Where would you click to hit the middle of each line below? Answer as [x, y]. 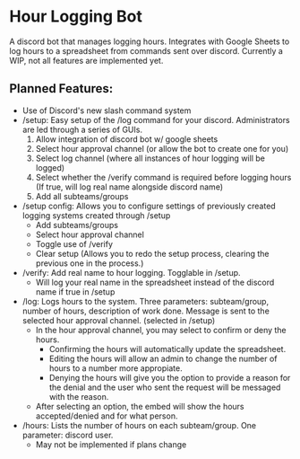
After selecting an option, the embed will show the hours [140, 406]
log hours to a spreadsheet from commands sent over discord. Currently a [146, 50]
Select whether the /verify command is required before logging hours [163, 177]
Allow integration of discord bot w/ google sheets [127, 139]
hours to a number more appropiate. [116, 368]
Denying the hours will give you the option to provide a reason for [170, 377]
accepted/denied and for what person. [107, 416]
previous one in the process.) [90, 263]
